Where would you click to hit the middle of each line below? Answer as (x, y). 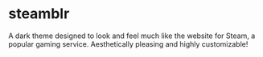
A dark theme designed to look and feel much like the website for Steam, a (132, 36)
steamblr (39, 14)
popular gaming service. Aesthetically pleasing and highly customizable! (128, 44)
